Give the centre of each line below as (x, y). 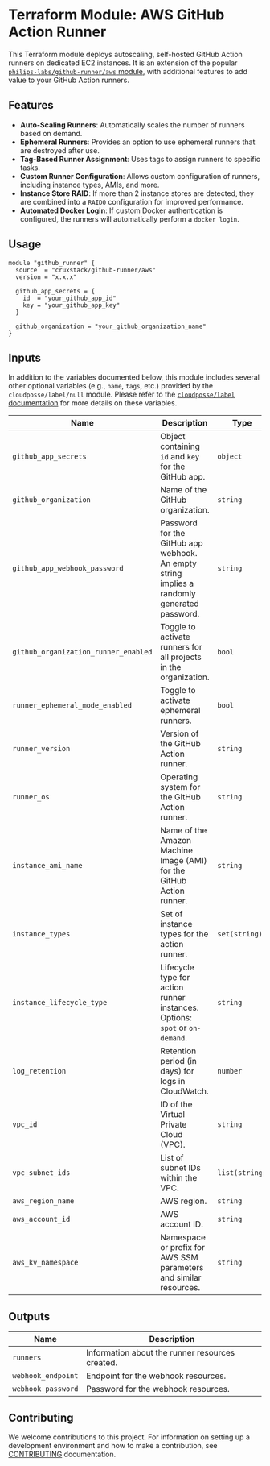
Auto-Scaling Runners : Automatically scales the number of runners (132, 125)
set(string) (240, 934)
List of (172, 1158)
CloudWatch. (184, 1091)
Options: (176, 1018)
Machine (176, 850)
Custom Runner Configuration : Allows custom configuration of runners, (139, 176)
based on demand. (51, 133)
